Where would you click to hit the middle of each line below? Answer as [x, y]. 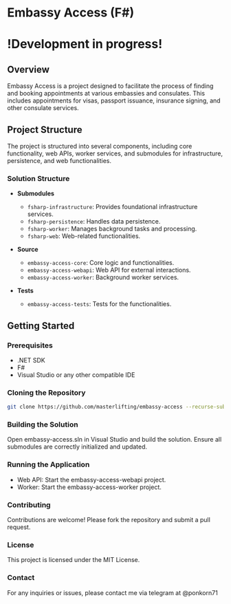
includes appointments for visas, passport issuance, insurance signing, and [114, 100]
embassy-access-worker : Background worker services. [103, 277]
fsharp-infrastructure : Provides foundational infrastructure [112, 207]
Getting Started [41, 326]
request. [19, 527]
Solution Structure [38, 178]
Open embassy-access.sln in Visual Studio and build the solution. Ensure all [114, 440]
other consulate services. [43, 108]
